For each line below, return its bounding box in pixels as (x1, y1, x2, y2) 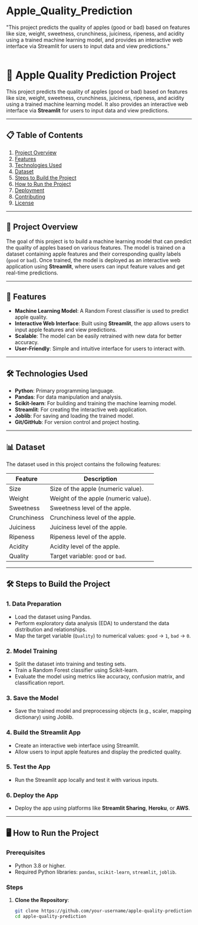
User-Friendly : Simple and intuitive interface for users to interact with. (14, 345, 186, 352)
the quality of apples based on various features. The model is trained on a (6, 244, 186, 251)
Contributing (14, 193, 45, 200)
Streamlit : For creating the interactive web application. (14, 406, 148, 413)
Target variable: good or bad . (49, 552, 127, 560)
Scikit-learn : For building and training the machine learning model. (14, 400, 177, 407)
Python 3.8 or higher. (14, 862, 66, 869)
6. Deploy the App (6, 791, 59, 799)
